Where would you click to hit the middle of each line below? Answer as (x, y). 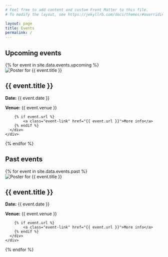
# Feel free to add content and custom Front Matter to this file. (77, 10)
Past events (24, 159)
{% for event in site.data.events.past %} (46, 171)
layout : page (19, 23)
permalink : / (19, 33)
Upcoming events (33, 53)
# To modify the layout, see (35, 14)
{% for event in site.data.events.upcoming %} (52, 65)
